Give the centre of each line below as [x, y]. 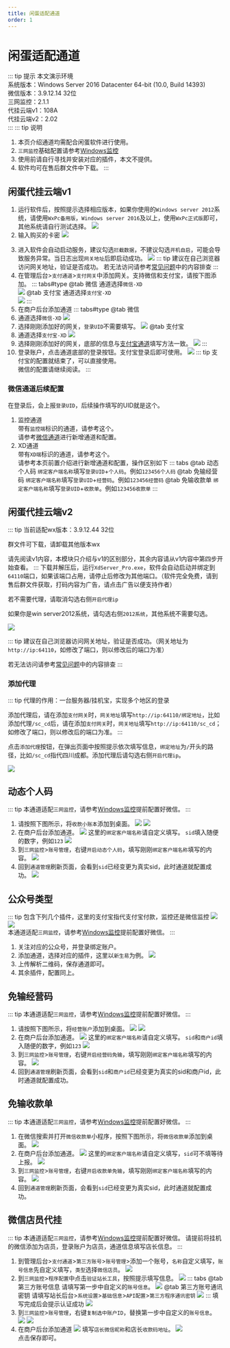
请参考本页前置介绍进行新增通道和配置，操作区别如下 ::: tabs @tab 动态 [118, 462]
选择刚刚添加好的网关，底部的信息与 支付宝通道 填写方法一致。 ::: [112, 344]
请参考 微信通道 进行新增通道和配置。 [69, 437]
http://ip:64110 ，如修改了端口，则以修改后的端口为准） [88, 650]
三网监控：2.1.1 [28, 102]
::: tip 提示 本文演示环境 [41, 76]
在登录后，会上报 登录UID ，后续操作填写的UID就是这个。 [86, 405]
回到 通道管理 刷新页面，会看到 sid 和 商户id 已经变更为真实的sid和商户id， [116, 1072]
